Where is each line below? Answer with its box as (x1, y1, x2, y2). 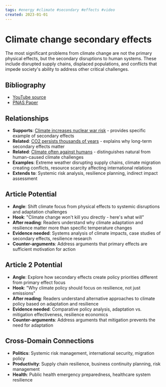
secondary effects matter (12, 144, 65, 150)
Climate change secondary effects (5, 34, 152, 45)
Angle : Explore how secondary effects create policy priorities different (12, 274, 158, 280)
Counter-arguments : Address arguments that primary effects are (12, 241, 147, 247)
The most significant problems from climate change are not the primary (5, 50, 152, 56)
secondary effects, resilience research (12, 235, 92, 241)
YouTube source (12, 94, 46, 101)
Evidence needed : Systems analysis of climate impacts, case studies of (12, 230, 161, 236)
